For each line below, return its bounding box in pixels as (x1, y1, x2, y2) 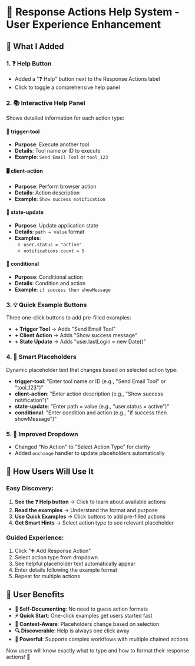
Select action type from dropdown (14, 553, 98, 561)
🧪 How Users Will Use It (6, 467, 94, 477)
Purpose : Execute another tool (14, 141, 90, 148)
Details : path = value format (14, 228, 85, 235)
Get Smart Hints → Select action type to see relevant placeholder (14, 519, 174, 526)
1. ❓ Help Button (6, 59, 52, 67)
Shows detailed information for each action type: (6, 114, 125, 121)
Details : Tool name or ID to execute (14, 147, 101, 154)
